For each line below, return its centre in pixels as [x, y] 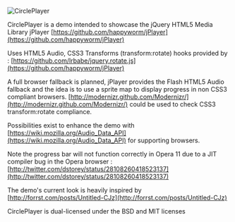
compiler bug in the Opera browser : [60, 161]
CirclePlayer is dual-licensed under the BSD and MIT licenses [96, 211]
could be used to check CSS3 [173, 104]
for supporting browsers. [164, 140]
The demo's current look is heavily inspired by [75, 190]
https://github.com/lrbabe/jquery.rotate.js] [74, 61]
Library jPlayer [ [30, 32]
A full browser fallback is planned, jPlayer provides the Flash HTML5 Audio [116, 82]
